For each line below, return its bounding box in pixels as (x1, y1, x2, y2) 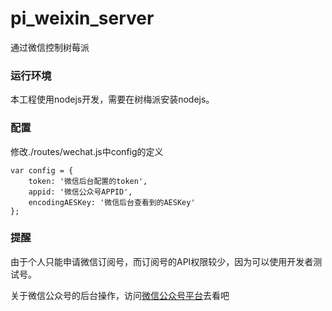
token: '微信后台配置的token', (28, 176, 148, 186)
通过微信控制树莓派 (10, 41, 90, 53)
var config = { (10, 165, 74, 176)
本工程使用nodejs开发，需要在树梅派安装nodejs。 (10, 93, 215, 106)
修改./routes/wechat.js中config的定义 (10, 145, 164, 157)
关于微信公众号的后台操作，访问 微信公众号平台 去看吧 (10, 289, 230, 301)
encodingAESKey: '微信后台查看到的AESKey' (28, 197, 196, 207)
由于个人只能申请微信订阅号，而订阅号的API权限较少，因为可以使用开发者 (10, 255, 314, 267)
